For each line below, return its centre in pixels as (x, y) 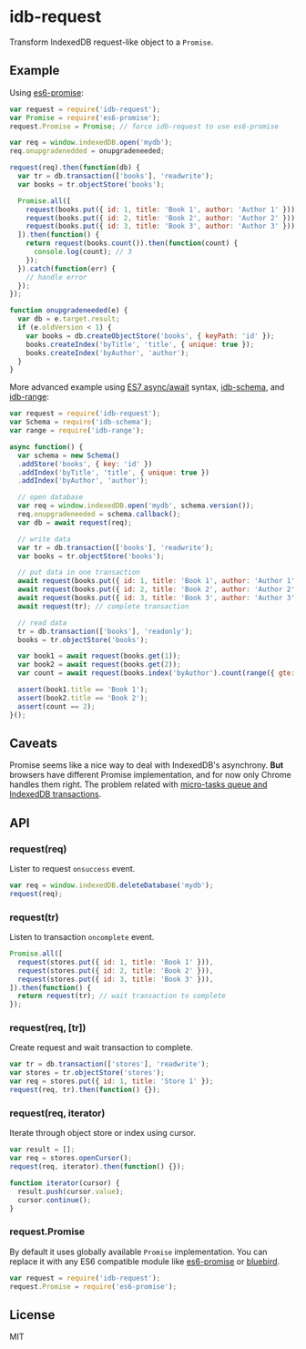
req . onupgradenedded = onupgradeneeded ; (87, 151)
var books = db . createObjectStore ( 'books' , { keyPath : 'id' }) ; (150, 336)
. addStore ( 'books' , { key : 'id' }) (85, 464)
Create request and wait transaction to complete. (101, 1048)
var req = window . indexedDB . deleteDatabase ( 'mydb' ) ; (112, 885)
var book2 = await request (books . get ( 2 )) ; (99, 665)
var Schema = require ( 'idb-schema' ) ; (81, 422)
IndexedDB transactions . (56, 794)
